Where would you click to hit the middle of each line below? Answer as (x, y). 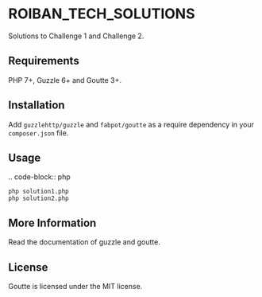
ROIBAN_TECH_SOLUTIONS (102, 14)
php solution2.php (39, 199)
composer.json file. (39, 133)
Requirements (44, 61)
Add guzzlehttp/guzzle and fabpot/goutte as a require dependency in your (131, 124)
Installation (37, 106)
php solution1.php (39, 192)
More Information (52, 223)
